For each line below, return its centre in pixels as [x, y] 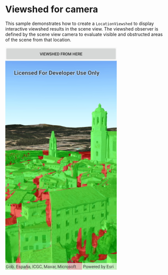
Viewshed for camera [52, 9]
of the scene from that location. [38, 40]
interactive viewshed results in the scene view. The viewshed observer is [82, 29]
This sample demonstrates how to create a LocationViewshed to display [80, 23]
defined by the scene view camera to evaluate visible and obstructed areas [84, 34]
